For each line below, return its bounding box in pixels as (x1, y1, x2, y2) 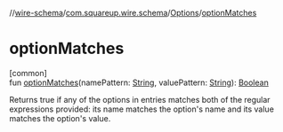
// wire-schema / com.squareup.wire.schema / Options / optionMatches (9, 8, 257, 18)
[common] (9, 67, 47, 78)
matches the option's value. (9, 113, 111, 123)
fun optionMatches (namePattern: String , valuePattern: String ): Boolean (9, 77, 269, 88)
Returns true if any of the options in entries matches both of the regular (9, 94, 271, 105)
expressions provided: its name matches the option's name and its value (9, 104, 274, 114)
